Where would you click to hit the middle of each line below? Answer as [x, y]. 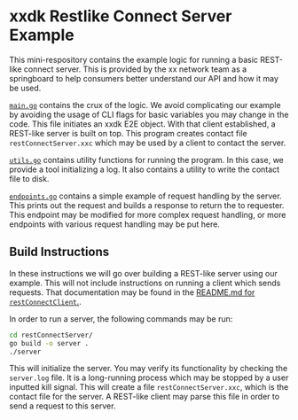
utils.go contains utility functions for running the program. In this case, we [146, 159]
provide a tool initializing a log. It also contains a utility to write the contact [145, 169]
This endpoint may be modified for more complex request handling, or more [148, 214]
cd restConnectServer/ [51, 335]
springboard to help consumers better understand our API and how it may [144, 78]
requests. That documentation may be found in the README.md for [132, 292]
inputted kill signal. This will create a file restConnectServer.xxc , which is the [149, 387]
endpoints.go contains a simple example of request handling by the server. [145, 196]
